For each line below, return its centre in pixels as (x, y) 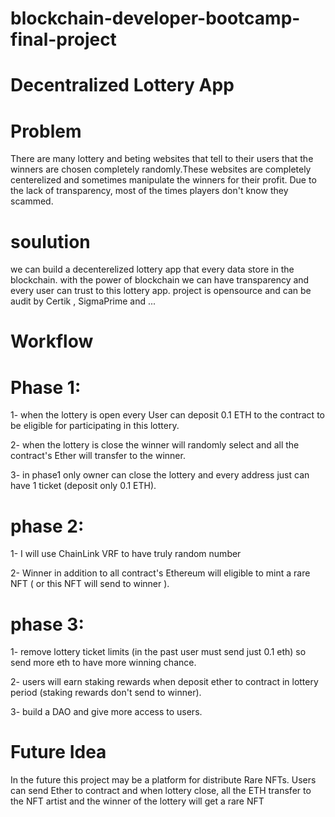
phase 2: (47, 526)
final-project (63, 39)
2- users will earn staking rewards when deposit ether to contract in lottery (164, 682)
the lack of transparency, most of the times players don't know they (149, 191)
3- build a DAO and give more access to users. (106, 712)
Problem (46, 131)
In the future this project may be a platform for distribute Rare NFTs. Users (163, 780)
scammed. (32, 201)
